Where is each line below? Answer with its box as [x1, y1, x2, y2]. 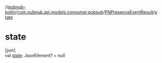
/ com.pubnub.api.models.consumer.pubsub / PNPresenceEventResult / [16, 9, 155, 15]
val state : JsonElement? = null [5, 52, 65, 58]
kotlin [5, 9, 16, 15]
